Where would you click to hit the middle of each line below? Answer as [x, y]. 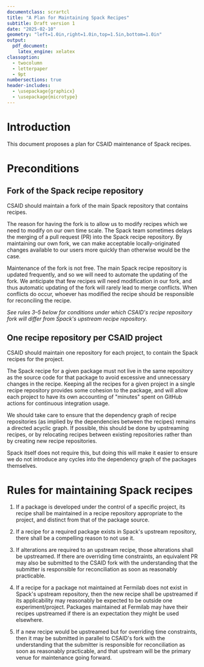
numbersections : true [34, 80]
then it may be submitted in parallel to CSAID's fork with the [90, 638]
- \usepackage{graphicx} [44, 91]
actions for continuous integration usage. [58, 403]
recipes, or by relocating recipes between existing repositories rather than [100, 434]
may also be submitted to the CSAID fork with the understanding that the [107, 563]
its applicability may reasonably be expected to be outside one [94, 601]
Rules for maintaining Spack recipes [100, 490]
